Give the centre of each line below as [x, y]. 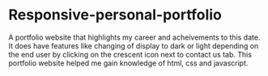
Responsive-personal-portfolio [115, 15]
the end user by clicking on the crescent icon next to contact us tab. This [130, 54]
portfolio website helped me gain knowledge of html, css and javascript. [128, 63]
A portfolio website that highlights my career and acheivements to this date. [134, 37]
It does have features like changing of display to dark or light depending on [134, 45]
